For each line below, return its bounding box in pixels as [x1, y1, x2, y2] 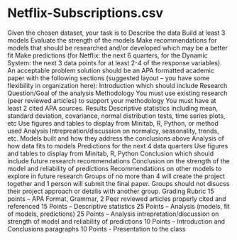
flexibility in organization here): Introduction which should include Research [7, 81, 228, 89]
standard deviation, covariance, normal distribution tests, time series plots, [7, 111, 226, 120]
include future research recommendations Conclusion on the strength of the [7, 156, 231, 165]
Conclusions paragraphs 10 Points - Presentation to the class [7, 224, 186, 233]
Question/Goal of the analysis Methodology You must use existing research [7, 89, 228, 97]
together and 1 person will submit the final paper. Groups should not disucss [7, 179, 230, 187]
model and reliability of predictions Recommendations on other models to [7, 164, 222, 173]
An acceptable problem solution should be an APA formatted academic [7, 66, 215, 75]
